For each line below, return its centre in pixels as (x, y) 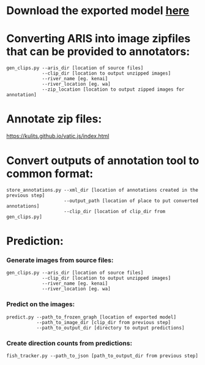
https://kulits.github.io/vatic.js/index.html (58, 136)
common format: (50, 174)
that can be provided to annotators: (98, 52)
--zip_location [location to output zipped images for (113, 89)
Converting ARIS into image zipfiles (99, 39)
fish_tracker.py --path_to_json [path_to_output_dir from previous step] (102, 356)
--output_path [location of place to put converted (131, 201)
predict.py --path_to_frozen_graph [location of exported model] (91, 317)
